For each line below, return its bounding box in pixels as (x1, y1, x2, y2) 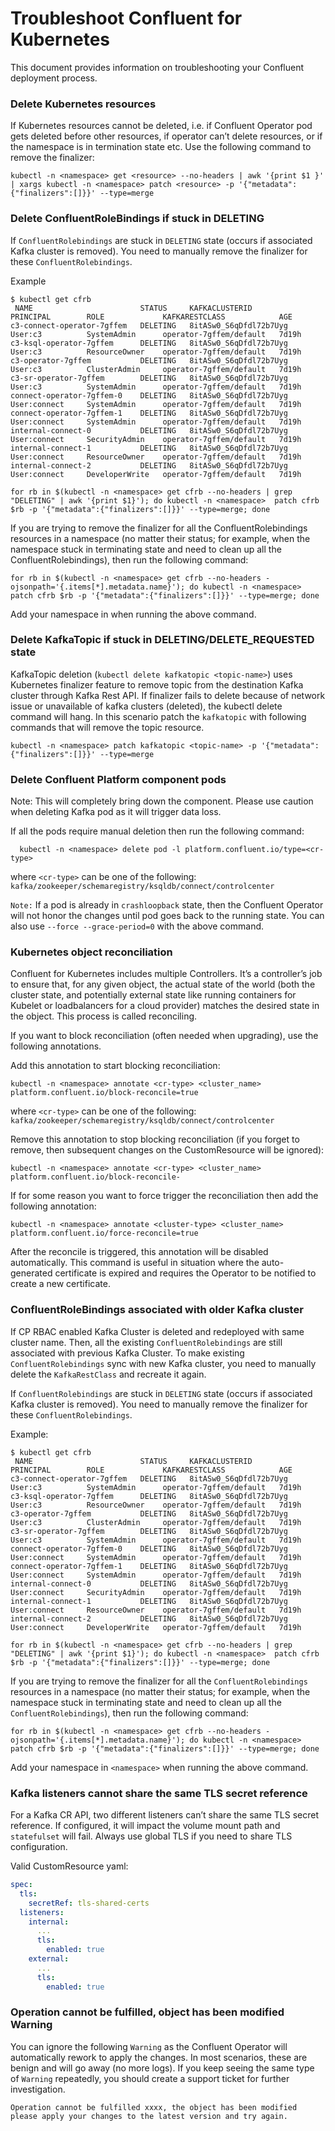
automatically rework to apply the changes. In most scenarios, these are (10, 2051, 308, 2063)
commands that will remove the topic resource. (10, 721, 205, 733)
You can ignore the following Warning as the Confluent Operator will (10, 2040, 288, 2052)
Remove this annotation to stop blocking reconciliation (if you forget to (10, 1133, 300, 1146)
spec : (10, 1880, 33, 1890)
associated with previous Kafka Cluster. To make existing (10, 1347, 245, 1359)
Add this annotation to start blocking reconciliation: (10, 1060, 221, 1072)
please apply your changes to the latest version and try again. (10, 2111, 288, 2121)
